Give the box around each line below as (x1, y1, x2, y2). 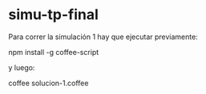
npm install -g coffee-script (8, 47, 99, 57)
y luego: (8, 62, 35, 72)
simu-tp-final (8, 6, 99, 24)
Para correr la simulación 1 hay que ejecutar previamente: (8, 32, 198, 41)
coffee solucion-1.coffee (8, 78, 89, 88)
